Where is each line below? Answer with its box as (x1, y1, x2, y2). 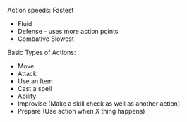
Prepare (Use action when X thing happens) (17, 107, 145, 115)
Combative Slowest (17, 35, 74, 43)
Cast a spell (17, 85, 52, 92)
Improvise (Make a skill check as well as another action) (17, 99, 181, 108)
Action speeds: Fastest (7, 6, 74, 14)
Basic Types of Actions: (7, 49, 76, 56)
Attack (17, 70, 37, 78)
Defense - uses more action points (17, 28, 119, 35)
